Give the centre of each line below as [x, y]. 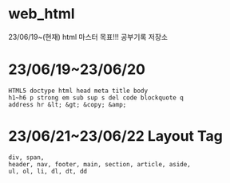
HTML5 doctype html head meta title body [78, 91]
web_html [42, 14]
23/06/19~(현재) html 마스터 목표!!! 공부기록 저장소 [88, 37]
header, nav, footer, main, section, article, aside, [100, 164]
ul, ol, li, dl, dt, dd [48, 171]
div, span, [26, 157]
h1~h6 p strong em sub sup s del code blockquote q [96, 97]
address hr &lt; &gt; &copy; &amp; [67, 104]
